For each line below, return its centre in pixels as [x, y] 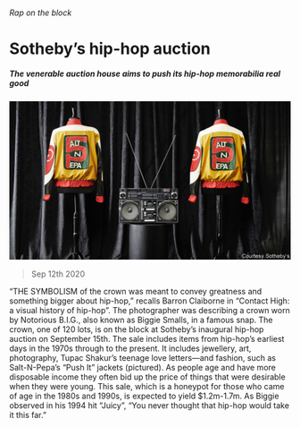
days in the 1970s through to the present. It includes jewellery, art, [130, 348]
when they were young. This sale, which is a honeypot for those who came [147, 387]
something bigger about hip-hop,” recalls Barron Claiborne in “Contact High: [150, 301]
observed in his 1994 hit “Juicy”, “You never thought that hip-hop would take [150, 406]
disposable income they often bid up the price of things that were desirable [147, 377]
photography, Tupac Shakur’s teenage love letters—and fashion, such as [143, 358]
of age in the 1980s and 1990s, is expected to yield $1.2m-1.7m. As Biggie [144, 396]
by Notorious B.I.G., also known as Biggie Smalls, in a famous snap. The [141, 320]
